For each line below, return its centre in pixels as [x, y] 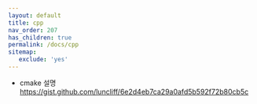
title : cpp [26, 23]
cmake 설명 [38, 83]
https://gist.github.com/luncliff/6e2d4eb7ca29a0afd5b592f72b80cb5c [134, 91]
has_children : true [40, 37]
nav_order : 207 [33, 30]
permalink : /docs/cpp [44, 45]
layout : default [35, 15]
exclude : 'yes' [43, 60]
